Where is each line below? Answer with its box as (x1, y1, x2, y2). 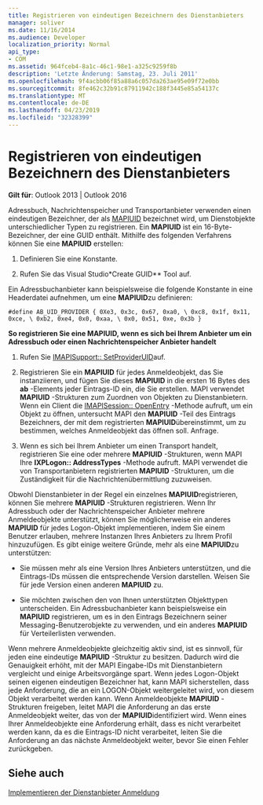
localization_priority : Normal (8, 41, 111, 49)
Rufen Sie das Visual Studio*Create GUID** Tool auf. (19, 269, 192, 279)
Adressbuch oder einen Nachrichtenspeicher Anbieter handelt (8, 337, 217, 346)
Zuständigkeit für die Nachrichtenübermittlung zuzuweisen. (19, 474, 212, 484)
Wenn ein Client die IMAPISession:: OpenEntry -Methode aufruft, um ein (19, 401, 253, 410)
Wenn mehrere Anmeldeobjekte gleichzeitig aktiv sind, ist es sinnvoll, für (8, 643, 243, 653)
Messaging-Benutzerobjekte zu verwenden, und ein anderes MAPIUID (19, 620, 248, 629)
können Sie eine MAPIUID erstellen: (8, 239, 124, 248)
